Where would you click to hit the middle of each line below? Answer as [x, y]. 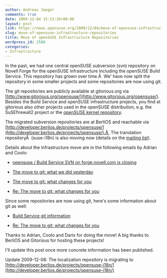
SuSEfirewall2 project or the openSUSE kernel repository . [64, 112]
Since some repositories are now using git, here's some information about [81, 201]
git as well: [16, 206]
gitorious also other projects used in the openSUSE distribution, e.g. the [79, 107]
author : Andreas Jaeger [30, 10]
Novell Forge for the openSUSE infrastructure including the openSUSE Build [83, 71]
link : [11, 28]
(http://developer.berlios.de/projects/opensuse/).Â [57, 132]
